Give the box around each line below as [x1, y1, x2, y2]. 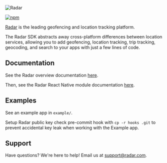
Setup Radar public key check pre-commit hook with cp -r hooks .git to [5, 119, 156, 125]
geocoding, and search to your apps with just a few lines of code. [5, 44, 140, 50]
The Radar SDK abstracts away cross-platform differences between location [5, 34, 162, 39]
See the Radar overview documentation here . [5, 72, 98, 78]
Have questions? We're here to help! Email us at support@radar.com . [5, 152, 147, 158]
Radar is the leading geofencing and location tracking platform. [5, 24, 135, 30]
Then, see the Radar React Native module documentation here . [5, 81, 135, 87]
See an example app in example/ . [5, 109, 72, 115]
